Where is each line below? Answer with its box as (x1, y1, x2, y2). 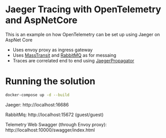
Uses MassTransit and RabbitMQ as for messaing (12, 52, 116, 58)
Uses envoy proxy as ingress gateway (12, 47, 93, 53)
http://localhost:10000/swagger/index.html (5, 127, 96, 133)
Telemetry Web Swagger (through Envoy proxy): (5, 121, 107, 127)
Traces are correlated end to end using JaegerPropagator (12, 57, 134, 63)
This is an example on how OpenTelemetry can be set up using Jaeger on (5, 31, 160, 37)
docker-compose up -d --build (5, 92, 70, 98)
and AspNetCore (5, 14, 78, 26)
